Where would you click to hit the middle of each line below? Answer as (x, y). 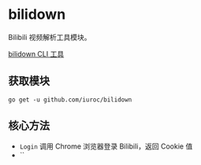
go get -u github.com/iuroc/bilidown (70, 100)
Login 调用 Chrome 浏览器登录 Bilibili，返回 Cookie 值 (106, 146)
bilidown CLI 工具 (36, 53)
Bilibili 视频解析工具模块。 (50, 37)
